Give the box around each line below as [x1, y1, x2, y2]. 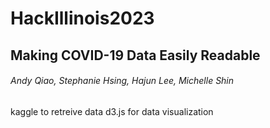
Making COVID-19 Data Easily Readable [10, 47, 261, 64]
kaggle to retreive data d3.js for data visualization [10, 105, 214, 117]
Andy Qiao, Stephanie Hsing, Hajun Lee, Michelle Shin [10, 75, 235, 87]
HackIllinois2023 [10, 7, 155, 30]
